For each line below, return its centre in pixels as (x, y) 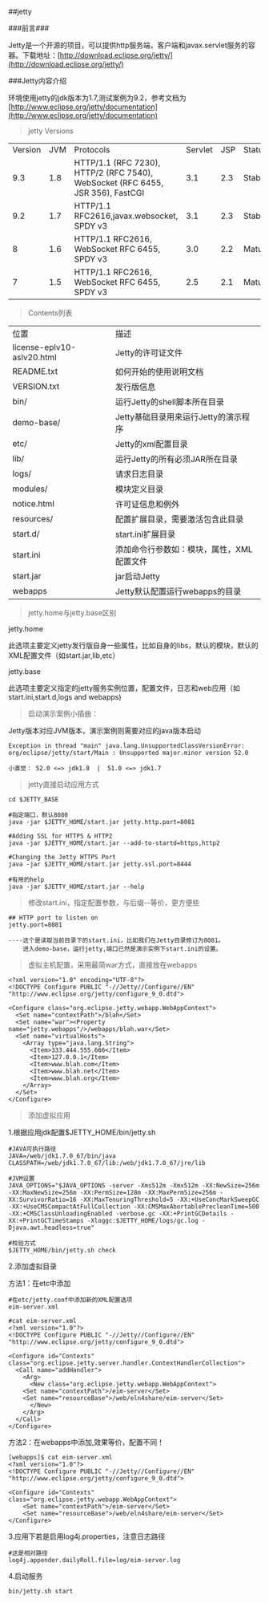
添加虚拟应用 (49, 1115)
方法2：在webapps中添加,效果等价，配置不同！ (86, 1442)
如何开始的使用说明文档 (159, 372)
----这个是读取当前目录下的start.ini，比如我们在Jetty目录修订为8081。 (116, 940)
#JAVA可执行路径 (32, 1149)
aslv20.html (35, 357)
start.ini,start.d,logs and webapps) (65, 697)
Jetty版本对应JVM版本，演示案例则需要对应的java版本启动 (105, 730)
